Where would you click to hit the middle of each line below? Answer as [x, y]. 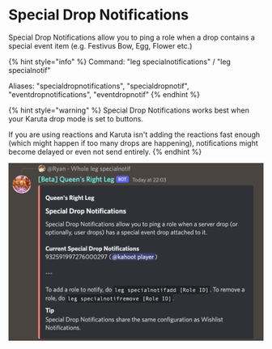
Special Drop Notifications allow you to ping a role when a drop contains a [132, 37]
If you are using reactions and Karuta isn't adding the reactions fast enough [134, 134]
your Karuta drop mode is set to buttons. [76, 118]
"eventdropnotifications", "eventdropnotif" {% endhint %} [104, 94]
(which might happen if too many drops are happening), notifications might [134, 143]
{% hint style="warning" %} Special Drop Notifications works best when [129, 110]
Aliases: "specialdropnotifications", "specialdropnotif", [99, 86]
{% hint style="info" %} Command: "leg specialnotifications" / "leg [119, 62]
